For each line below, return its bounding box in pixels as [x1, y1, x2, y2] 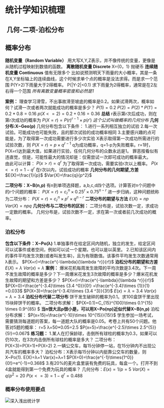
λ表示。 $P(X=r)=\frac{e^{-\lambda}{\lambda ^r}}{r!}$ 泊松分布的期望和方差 [5, 259, 158, 265]
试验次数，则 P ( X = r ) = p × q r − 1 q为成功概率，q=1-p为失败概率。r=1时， [5, 141, 153, 147]
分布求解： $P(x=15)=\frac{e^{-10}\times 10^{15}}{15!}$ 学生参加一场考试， [5, 312, 156, 318]
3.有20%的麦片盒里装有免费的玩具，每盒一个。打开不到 [46, 360, 158, 366]
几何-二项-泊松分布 [6, 25, 65, 34]
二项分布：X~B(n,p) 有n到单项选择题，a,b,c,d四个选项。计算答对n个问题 [5, 182, 151, 189]
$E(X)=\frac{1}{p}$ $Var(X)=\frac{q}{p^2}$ [5, 172, 92, 178]
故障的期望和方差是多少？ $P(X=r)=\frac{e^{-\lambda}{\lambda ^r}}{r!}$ [9, 277, 154, 283]
